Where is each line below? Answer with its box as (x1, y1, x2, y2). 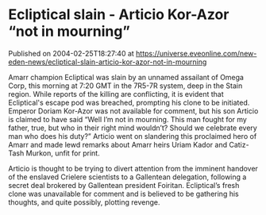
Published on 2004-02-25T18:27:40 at (8, 48, 135, 58)
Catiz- (229, 140, 249, 149)
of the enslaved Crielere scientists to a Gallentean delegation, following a (8, 172, 247, 182)
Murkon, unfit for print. (25, 148, 101, 158)
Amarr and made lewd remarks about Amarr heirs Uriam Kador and (8, 140, 228, 149)
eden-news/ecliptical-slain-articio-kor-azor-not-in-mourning (8, 57, 207, 67)
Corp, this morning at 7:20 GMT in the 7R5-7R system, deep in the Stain (8, 81, 243, 90)
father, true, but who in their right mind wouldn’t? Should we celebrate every (8, 123, 258, 132)
